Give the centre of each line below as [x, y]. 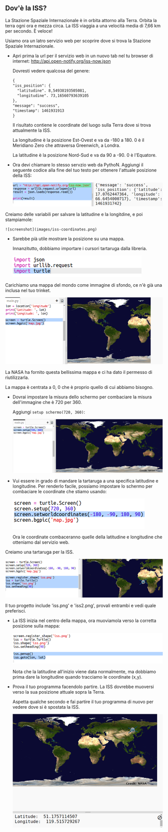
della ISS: [22, 175]
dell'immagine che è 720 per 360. [47, 402]
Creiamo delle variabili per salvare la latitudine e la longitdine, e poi [74, 214]
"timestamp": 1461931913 [38, 111]
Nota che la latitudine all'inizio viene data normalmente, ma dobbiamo [84, 672]
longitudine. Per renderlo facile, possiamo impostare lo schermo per [82, 486]
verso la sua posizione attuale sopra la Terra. [58, 692]
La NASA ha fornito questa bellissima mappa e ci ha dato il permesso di [79, 372]
